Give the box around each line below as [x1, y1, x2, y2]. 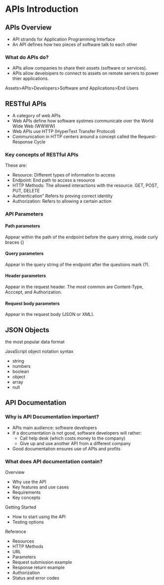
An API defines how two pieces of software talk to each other [12, 42, 137, 47]
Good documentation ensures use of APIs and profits [12, 446, 121, 451]
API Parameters [5, 211, 43, 218]
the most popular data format [5, 339, 65, 345]
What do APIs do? [5, 53, 49, 60]
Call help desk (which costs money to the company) [19, 435, 126, 441]
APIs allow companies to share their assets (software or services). [12, 65, 147, 71]
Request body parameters [5, 300, 60, 306]
